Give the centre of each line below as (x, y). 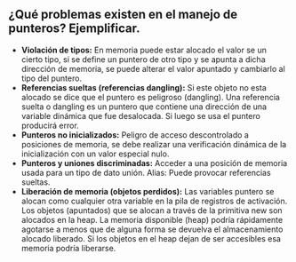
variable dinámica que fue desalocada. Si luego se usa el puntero (141, 115)
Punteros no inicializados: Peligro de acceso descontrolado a (135, 135)
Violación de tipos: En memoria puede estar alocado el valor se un (144, 50)
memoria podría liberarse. (68, 248)
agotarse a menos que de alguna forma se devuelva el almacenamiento (152, 229)
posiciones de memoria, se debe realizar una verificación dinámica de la (154, 144)
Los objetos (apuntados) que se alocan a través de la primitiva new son (152, 210)
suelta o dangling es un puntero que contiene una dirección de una (144, 107)
